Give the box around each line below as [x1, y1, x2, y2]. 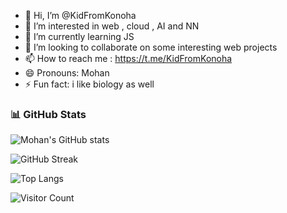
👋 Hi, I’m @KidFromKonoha [24, 10, 137, 21]
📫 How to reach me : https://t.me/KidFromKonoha [24, 53, 233, 64]
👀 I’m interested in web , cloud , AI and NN [24, 20, 200, 32]
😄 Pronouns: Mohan [24, 67, 110, 79]
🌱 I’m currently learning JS [24, 31, 135, 42]
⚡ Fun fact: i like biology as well [24, 78, 155, 90]
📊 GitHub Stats [10, 107, 87, 121]
